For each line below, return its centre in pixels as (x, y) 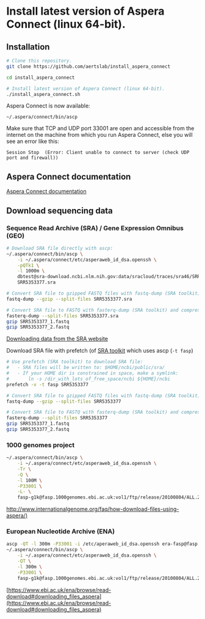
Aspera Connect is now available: (48, 106)
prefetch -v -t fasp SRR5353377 (47, 384)
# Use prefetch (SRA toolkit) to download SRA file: (75, 362)
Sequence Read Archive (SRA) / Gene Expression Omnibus (95, 228)
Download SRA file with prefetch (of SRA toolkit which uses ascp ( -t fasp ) (100, 351)
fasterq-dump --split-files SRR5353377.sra (63, 316)
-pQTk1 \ (28, 265)
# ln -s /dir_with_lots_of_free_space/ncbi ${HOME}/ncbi (88, 379)
